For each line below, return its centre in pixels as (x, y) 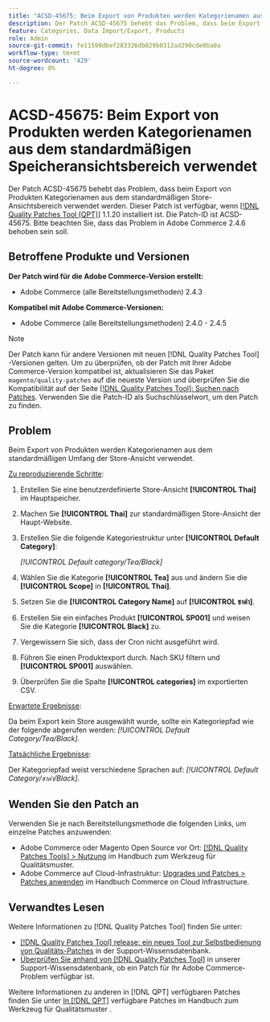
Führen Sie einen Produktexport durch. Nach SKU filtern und (120, 657)
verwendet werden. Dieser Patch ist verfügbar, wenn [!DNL (162, 205)
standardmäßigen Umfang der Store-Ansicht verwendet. (102, 459)
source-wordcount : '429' (50, 61)
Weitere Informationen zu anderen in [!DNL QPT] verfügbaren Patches (125, 991)
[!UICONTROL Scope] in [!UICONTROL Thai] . (96, 586)
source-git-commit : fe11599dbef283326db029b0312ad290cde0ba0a (115, 46)
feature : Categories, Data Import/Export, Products (96, 31)
